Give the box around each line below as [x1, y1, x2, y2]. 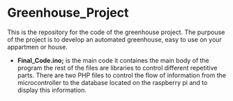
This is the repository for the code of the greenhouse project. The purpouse [7, 28, 225, 36]
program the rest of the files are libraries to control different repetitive [17, 63, 218, 72]
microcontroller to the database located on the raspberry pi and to [17, 78, 208, 86]
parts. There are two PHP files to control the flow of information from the [17, 71, 227, 79]
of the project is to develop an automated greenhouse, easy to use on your [7, 35, 222, 43]
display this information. [17, 86, 87, 94]
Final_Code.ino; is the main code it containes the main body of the [17, 56, 209, 64]
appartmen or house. [7, 42, 68, 51]
